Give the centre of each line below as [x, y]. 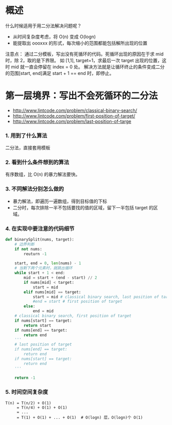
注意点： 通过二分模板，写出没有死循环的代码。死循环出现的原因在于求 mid [84, 54]
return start [38, 325]
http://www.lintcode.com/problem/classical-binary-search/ [75, 110]
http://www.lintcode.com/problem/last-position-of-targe [72, 121]
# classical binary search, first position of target [73, 316]
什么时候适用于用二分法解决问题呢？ [44, 26]
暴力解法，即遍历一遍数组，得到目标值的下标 [60, 201]
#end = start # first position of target [78, 302]
